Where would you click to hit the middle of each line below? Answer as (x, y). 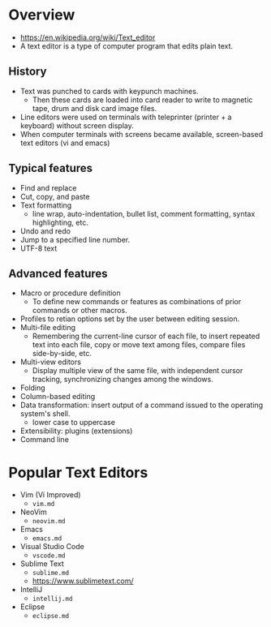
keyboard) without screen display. (77, 125)
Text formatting (46, 205)
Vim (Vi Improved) (50, 495)
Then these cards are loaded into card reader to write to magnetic (142, 100)
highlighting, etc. (60, 222)
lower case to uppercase (74, 423)
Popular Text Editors (78, 472)
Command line (44, 440)
